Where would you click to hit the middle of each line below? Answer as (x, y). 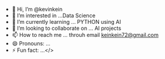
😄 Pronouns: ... (31, 44)
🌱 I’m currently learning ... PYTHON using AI (66, 22)
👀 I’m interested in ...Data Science (54, 15)
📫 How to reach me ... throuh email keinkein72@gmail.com (85, 35)
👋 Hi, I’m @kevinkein (37, 9)
